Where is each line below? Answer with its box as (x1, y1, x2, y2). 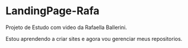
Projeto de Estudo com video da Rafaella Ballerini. (5, 24, 128, 31)
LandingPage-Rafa (5, 4, 100, 18)
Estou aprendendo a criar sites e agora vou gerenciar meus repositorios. (5, 35, 183, 42)
